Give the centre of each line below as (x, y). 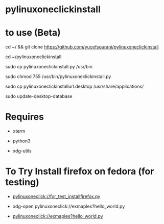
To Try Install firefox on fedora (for (80, 171)
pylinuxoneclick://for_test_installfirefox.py (56, 196)
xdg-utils (22, 151)
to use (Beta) (33, 33)
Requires (25, 117)
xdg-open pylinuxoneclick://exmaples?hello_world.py (69, 206)
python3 (21, 141)
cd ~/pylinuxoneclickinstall (33, 57)
